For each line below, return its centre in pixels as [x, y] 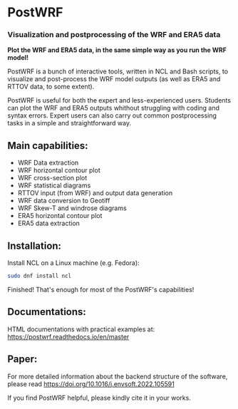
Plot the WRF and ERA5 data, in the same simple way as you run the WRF [117, 50]
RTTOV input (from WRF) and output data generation [95, 193]
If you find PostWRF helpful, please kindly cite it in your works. [99, 398]
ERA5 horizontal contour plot [60, 216]
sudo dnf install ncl [40, 276]
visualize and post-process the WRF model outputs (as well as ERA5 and [114, 79]
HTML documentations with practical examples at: [81, 329]
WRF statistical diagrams [54, 185]
